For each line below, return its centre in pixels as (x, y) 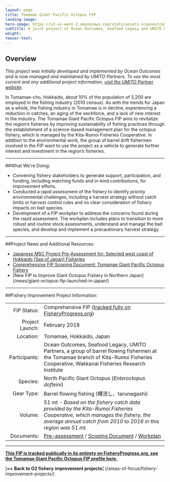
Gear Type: (26, 393)
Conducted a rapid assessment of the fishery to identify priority (79, 191)
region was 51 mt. (65, 428)
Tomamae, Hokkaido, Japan (77, 336)
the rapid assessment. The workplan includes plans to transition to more (88, 218)
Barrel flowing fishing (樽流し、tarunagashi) (96, 394)
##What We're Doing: (28, 165)
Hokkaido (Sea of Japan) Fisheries (49, 259)
